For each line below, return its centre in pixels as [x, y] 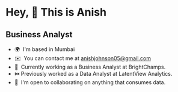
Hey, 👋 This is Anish [56, 12]
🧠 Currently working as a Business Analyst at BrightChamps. [90, 67]
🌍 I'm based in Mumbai [44, 49]
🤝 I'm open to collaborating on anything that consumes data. [90, 82]
